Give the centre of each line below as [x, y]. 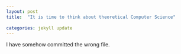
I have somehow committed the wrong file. [58, 45]
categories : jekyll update [39, 28]
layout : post [22, 11]
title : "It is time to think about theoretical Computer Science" [91, 17]
